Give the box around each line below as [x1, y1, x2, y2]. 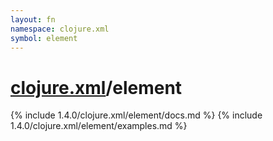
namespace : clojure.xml [10, 24, 110, 34]
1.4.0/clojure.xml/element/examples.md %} [10, 120, 188, 132]
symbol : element [10, 33, 78, 43]
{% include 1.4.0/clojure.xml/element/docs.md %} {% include [10, 109, 263, 121]
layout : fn [10, 14, 56, 25]
